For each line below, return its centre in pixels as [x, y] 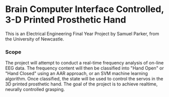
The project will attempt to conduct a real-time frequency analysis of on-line [84, 63]
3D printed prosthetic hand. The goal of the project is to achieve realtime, [81, 84]
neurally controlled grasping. [35, 89]
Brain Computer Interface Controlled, [84, 9]
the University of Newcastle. [35, 39]
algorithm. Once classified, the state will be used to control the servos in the [84, 79]
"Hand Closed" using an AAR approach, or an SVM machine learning [76, 73]
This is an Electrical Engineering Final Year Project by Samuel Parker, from [82, 33]
